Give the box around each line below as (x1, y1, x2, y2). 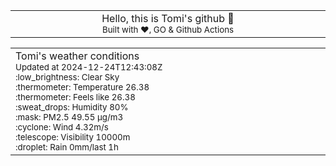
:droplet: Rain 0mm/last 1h (15, 142, 119, 153)
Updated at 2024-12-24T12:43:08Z (15, 62, 163, 73)
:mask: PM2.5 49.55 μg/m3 (15, 112, 124, 123)
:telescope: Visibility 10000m (15, 132, 131, 143)
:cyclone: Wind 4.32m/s (15, 122, 109, 133)
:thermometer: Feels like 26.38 (15, 92, 136, 103)
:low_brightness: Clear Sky (15, 72, 120, 83)
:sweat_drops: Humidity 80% (15, 102, 129, 113)
